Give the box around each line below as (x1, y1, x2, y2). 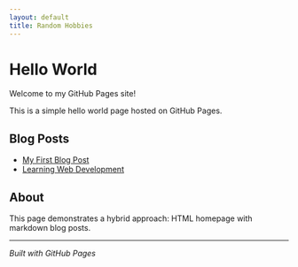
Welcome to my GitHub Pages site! (9, 88, 136, 99)
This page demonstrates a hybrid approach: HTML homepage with (9, 213, 253, 224)
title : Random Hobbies (9, 21, 93, 30)
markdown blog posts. (9, 223, 91, 233)
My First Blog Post (21, 155, 90, 165)
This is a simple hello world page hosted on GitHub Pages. (9, 105, 223, 116)
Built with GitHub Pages (9, 248, 96, 259)
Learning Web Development (21, 164, 124, 175)
